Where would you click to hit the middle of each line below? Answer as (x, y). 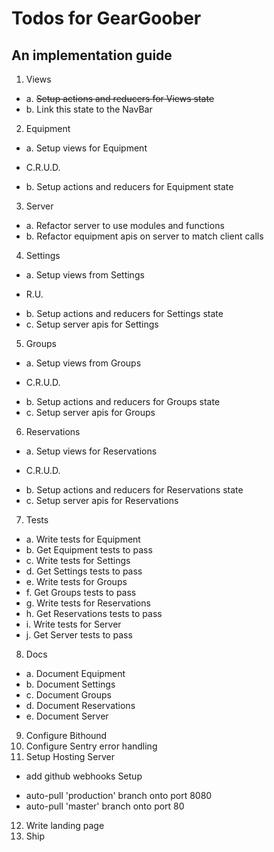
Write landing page (65, 825)
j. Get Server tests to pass (79, 635)
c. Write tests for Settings (78, 560)
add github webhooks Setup (84, 776)
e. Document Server (67, 716)
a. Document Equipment (75, 673)
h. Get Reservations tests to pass (94, 613)
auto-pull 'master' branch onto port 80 (105, 806)
